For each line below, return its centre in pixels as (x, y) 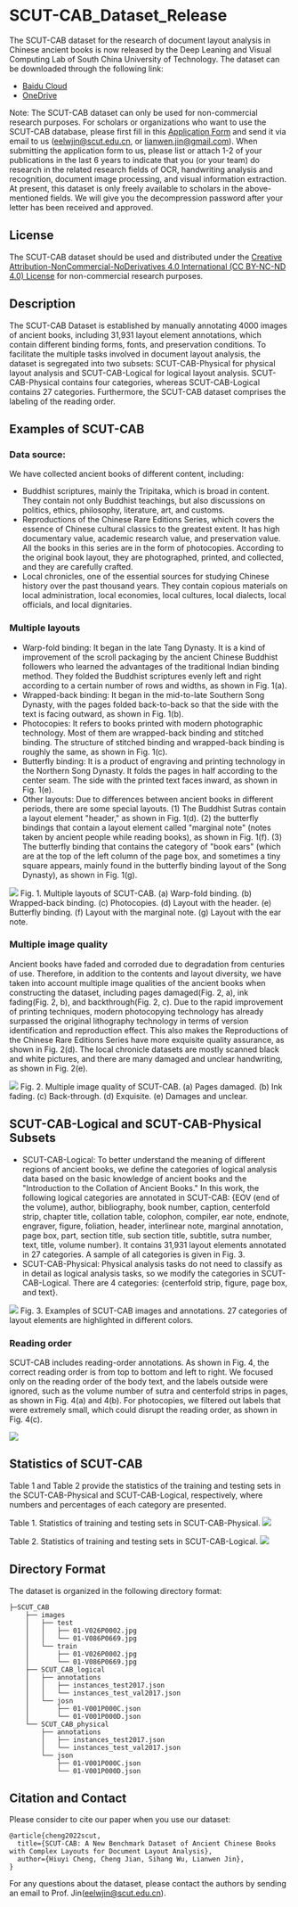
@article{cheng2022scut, (55, 1836)
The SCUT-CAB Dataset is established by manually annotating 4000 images (148, 325)
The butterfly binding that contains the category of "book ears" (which (152, 846)
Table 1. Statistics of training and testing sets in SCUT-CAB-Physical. (135, 1523)
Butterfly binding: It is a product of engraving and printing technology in (153, 761)
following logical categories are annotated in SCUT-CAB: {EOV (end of (151, 1197)
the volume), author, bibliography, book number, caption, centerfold (146, 1207)
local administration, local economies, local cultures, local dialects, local (154, 596)
